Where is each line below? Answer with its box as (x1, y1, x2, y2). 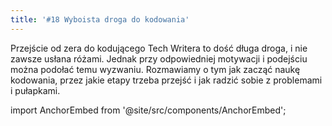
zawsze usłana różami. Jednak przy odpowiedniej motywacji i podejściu (10, 52, 308, 65)
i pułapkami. (10, 84, 61, 96)
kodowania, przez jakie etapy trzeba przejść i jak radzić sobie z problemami (10, 74, 323, 86)
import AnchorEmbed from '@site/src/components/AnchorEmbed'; (10, 104, 287, 116)
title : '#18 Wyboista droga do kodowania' (10, 14, 190, 25)
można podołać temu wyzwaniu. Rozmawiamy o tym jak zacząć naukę (10, 63, 301, 75)
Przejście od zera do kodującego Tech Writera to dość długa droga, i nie (10, 42, 308, 54)
